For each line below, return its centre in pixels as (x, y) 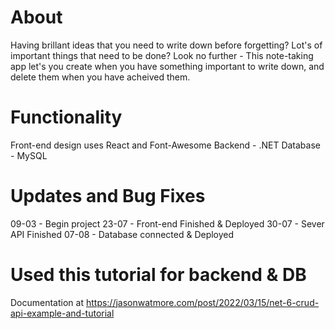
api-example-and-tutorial (62, 313)
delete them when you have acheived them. (100, 77)
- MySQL (29, 155)
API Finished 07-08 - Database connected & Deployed (122, 234)
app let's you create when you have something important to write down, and (167, 66)
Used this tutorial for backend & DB (158, 275)
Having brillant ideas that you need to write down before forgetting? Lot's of (166, 45)
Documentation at (47, 302)
